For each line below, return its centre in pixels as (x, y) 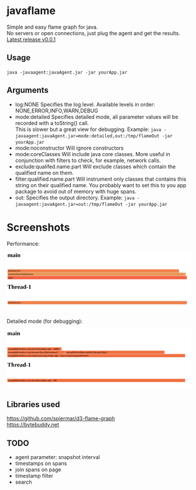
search (23, 482)
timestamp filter (34, 476)
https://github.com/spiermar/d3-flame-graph (61, 419)
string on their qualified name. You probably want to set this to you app (101, 185)
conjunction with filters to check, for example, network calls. (88, 160)
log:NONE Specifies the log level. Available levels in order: (85, 104)
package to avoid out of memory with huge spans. (76, 191)
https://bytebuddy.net (33, 425)
